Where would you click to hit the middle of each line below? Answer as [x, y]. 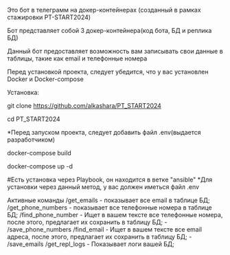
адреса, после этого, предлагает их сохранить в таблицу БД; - [100, 237]
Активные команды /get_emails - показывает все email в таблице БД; [109, 200]
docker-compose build [39, 153]
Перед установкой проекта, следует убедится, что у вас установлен [108, 72]
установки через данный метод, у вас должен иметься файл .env [103, 187]
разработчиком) [31, 140]
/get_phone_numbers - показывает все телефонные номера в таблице [110, 208]
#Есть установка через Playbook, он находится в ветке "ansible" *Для [110, 179]
